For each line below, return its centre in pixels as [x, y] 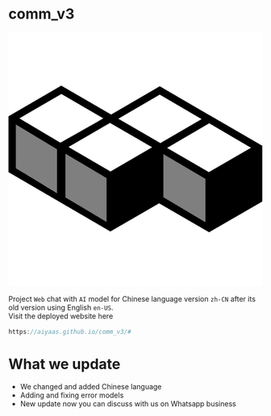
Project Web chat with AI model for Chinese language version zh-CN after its [132, 298]
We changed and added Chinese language [91, 386]
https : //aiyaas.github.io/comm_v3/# [70, 331]
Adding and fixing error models [72, 395]
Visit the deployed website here [61, 316]
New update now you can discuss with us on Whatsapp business [128, 403]
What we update [65, 364]
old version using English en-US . [61, 307]
